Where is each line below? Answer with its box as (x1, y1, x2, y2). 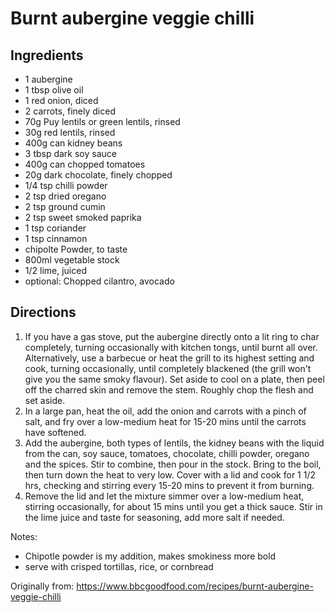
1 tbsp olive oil (24, 84, 84, 96)
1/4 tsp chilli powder (24, 180, 108, 191)
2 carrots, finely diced (24, 105, 116, 117)
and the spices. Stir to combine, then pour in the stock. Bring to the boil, (24, 458, 322, 470)
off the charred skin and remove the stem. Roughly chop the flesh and (24, 383, 314, 396)
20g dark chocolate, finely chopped (24, 169, 173, 181)
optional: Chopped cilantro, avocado (24, 275, 175, 287)
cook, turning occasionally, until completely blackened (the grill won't (24, 362, 312, 374)
